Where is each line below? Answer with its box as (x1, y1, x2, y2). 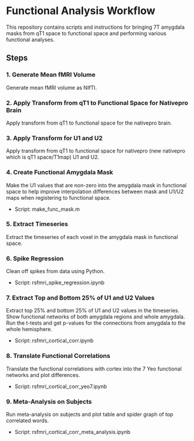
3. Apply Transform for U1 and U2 (6, 134, 103, 142)
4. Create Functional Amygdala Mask (6, 169, 113, 177)
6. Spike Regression (6, 254, 64, 262)
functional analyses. (6, 36, 55, 43)
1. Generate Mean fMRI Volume (6, 70, 96, 79)
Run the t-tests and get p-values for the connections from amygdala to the (6, 319, 186, 326)
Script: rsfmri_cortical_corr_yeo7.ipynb (14, 383, 107, 390)
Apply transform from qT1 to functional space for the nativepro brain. (6, 119, 172, 126)
